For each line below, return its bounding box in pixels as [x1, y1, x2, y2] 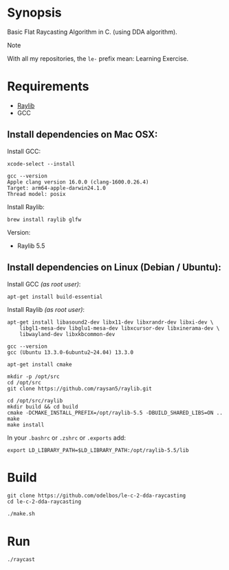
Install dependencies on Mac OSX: [7, 129, 158, 141]
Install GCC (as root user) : [7, 279, 81, 288]
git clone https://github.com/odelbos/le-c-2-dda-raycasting [7, 492, 186, 500]
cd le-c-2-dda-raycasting [7, 498, 81, 505]
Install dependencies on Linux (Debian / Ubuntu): [7, 262, 221, 273]
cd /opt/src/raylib [7, 397, 63, 404]
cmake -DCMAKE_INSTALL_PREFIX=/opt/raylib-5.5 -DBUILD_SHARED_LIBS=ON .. [7, 409, 223, 416]
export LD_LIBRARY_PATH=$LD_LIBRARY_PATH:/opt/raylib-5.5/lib [7, 446, 189, 453]
